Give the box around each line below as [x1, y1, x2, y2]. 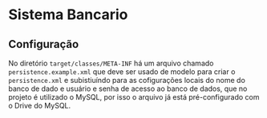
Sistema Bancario [8, 6, 128, 24]
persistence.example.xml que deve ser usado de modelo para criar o [8, 67, 236, 77]
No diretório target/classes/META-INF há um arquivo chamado [8, 58, 214, 68]
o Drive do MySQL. [8, 101, 71, 110]
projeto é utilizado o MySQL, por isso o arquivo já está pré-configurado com [8, 92, 260, 101]
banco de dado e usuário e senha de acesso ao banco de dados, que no [8, 84, 248, 93]
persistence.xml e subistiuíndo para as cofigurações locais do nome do [8, 76, 246, 85]
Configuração [8, 37, 79, 51]
